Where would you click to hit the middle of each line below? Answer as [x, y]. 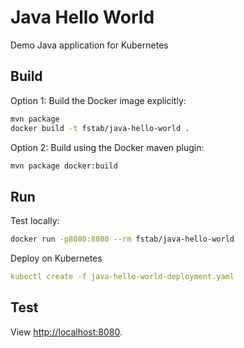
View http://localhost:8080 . [66, 332]
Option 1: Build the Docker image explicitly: [98, 100]
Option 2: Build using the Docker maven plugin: [107, 147]
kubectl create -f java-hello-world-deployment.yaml [122, 277]
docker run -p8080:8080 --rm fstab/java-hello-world [122, 239]
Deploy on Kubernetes [56, 258]
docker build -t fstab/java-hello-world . [100, 128]
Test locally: [35, 221]
